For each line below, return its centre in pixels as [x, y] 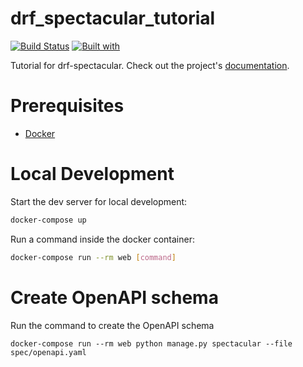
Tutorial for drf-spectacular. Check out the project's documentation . [150, 65]
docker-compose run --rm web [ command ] [93, 257]
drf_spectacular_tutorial [113, 18]
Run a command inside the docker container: [102, 239]
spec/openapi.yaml [48, 352]
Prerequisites [67, 106]
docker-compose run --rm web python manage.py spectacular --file [151, 343]
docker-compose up [48, 220]
